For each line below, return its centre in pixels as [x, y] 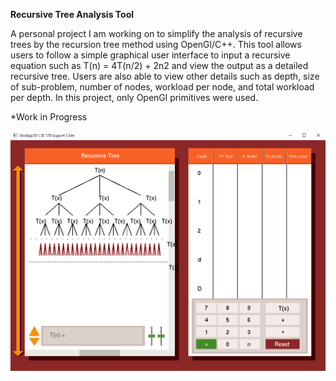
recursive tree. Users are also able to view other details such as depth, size [165, 76]
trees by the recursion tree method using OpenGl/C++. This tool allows [156, 44]
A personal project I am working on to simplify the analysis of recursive [156, 33]
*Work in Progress [49, 117]
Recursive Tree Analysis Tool [72, 14]
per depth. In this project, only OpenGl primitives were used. [134, 97]
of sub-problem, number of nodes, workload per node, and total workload [162, 87]
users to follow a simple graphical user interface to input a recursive [150, 55]
